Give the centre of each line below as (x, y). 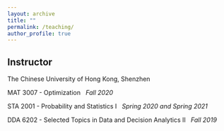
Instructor (30, 62)
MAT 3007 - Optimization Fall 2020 (60, 93)
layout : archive (31, 14)
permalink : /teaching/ (41, 27)
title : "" (22, 20)
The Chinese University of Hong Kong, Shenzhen (79, 79)
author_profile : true (39, 33)
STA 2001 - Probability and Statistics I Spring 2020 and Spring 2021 (108, 106)
